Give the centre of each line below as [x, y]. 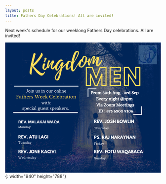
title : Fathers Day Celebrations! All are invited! [59, 16]
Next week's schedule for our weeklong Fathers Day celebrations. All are [79, 30]
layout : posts [20, 10]
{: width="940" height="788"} [36, 176]
